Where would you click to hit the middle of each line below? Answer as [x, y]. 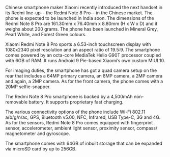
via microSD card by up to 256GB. [41, 149]
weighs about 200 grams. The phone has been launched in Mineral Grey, [82, 29]
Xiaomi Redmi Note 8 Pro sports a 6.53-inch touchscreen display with [78, 44]
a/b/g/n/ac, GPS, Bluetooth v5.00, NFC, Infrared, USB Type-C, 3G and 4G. [83, 117]
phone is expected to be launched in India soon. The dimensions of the [80, 18]
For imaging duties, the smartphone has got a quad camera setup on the [81, 70]
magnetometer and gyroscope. [38, 134]
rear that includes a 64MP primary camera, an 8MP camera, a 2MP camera [84, 76]
